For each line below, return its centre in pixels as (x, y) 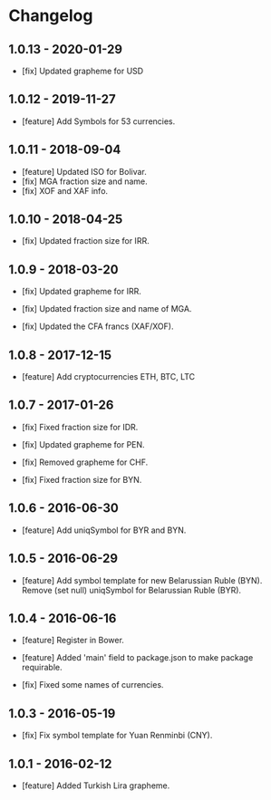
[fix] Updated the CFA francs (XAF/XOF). (97, 326)
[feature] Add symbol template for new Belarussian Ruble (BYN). (142, 580)
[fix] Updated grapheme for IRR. (81, 292)
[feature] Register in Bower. (73, 641)
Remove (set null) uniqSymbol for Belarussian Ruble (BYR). (131, 590)
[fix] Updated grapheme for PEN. (83, 444)
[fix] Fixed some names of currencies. (92, 685)
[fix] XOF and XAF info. (65, 190)
